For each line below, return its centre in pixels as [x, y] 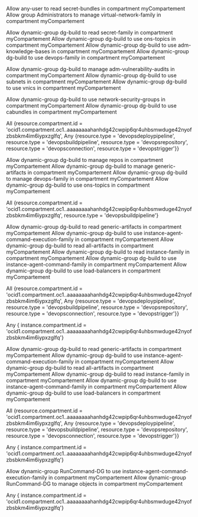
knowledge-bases [28, 51]
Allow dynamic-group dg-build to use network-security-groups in [86, 99]
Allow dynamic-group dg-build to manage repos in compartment [85, 160]
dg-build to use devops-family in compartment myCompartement [86, 58]
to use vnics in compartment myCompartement [64, 88]
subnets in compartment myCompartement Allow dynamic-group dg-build [97, 82]
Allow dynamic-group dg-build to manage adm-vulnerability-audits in [91, 69]
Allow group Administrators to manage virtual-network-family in [84, 15]
